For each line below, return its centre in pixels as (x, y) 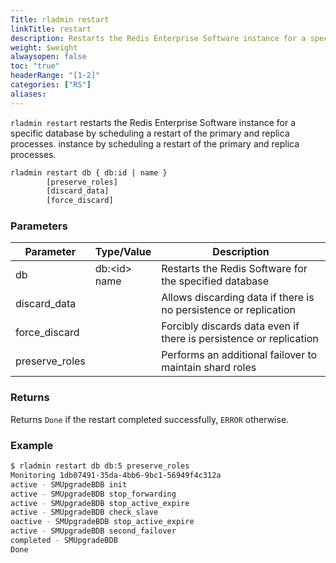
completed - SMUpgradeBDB (64, 541)
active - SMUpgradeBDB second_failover (93, 531)
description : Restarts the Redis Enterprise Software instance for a (158, 38)
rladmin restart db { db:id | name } (89, 172)
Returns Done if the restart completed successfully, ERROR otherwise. (150, 419)
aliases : (28, 94)
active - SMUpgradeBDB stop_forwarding (93, 494)
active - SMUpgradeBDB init (69, 484)
